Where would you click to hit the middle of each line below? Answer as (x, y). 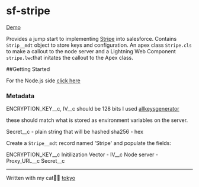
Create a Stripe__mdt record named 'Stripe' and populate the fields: (89, 143)
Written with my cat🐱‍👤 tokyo (41, 178)
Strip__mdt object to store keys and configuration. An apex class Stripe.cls (99, 45)
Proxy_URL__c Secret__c (36, 161)
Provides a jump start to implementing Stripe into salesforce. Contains (92, 38)
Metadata (20, 96)
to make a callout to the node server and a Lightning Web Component (91, 51)
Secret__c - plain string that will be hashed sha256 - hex (75, 132)
